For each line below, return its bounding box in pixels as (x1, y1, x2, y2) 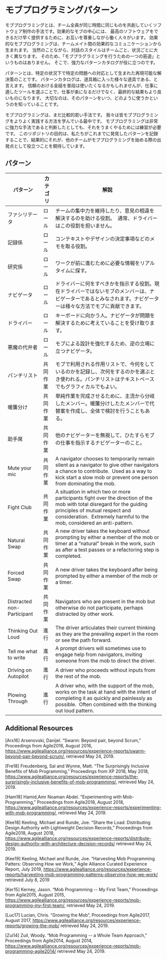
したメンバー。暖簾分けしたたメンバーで (55, 400, 150, 407)
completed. (55, 552, 82, 559)
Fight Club (7, 503, 32, 510)
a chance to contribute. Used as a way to (55, 468, 153, 475)
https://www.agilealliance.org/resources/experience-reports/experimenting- (5, 804, 162, 810)
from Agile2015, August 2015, (5, 892, 66, 898)
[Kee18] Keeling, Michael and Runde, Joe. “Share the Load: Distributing (5, 819, 151, 825)
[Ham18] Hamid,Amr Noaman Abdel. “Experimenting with (5, 794, 122, 800)
